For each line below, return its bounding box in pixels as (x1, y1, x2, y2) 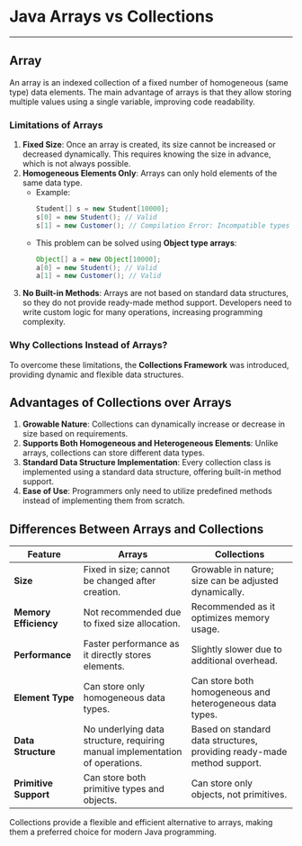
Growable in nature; (191, 563, 274, 576)
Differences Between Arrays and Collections (9, 521, 264, 536)
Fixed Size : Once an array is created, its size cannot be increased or (22, 139, 276, 150)
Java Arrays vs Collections (9, 6, 214, 27)
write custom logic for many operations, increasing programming (22, 307, 263, 318)
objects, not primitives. (191, 788, 288, 801)
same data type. (22, 177, 83, 188)
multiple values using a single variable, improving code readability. (9, 96, 256, 107)
